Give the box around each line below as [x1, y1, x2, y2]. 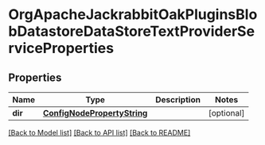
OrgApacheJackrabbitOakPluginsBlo [8, 6, 258, 24]
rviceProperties [8, 40, 114, 57]
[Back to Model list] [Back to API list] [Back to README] [8, 128, 191, 137]
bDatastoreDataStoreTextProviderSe [8, 22, 255, 40]
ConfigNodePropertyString [42, 108, 148, 118]
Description [154, 94, 201, 105]
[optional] [208, 108, 245, 118]
